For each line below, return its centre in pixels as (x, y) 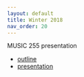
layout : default (30, 13)
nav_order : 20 (28, 26)
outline (27, 59)
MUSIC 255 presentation (42, 46)
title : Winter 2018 (35, 20)
